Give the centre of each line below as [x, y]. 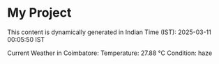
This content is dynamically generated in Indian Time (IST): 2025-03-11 [109, 32]
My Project [39, 13]
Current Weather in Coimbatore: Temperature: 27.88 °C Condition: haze [110, 53]
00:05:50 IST [26, 39]
